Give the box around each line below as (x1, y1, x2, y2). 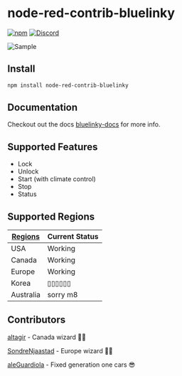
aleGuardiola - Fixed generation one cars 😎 (7, 360, 136, 369)
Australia (11, 290, 41, 300)
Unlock (17, 167, 39, 176)
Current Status (47, 232, 99, 242)
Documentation (7, 102, 78, 114)
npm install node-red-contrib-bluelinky (7, 82, 129, 89)
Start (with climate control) (17, 175, 96, 183)
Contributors (7, 314, 66, 326)
